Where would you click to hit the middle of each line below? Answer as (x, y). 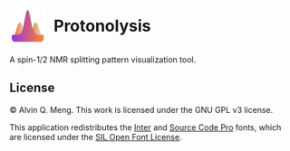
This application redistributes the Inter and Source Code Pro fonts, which (145, 127)
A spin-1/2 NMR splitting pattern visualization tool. (103, 59)
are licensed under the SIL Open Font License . (96, 137)
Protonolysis (102, 26)
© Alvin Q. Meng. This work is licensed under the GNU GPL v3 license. (141, 109)
